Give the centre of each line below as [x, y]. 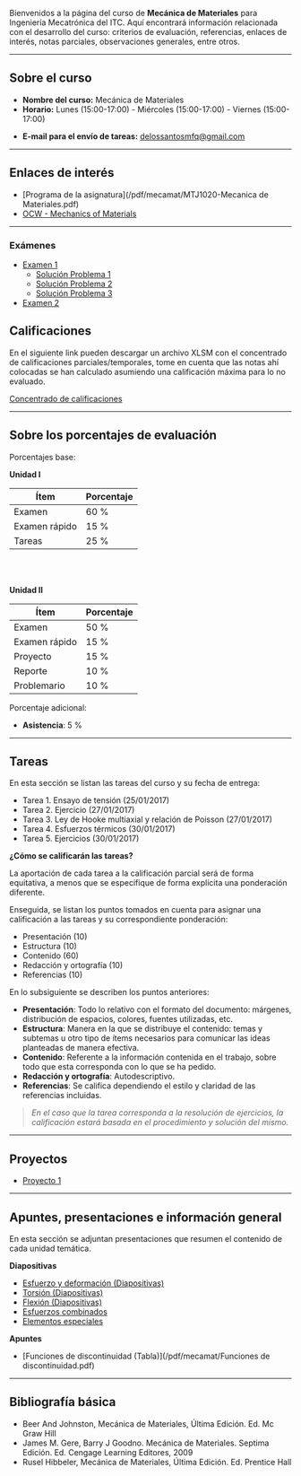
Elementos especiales [63, 1321]
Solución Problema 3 [74, 293]
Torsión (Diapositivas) [63, 1292]
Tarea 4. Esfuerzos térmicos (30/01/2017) [99, 829]
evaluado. [28, 381]
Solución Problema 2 [74, 284]
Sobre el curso [51, 79]
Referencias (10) [52, 975]
